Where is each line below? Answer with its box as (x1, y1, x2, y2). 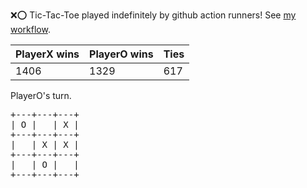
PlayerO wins (89, 47, 154, 61)
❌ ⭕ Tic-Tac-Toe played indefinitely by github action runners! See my (10, 9, 297, 21)
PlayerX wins (15, 47, 80, 61)
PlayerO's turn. (10, 90, 72, 101)
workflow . (10, 24, 51, 35)
